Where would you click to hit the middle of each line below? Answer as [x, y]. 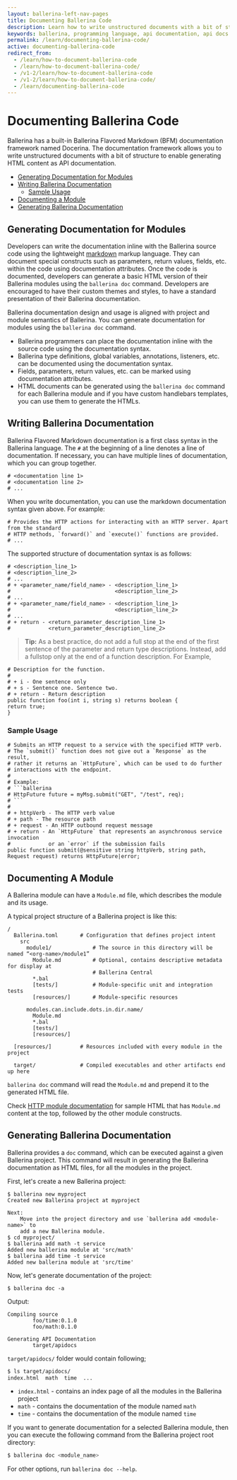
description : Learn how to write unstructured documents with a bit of [115, 27]
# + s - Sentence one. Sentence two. [63, 688]
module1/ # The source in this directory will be [119, 948]
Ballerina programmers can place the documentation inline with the [115, 341]
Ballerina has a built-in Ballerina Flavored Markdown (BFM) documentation [115, 141]
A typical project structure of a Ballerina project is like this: [92, 916]
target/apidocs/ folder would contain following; [77, 1358]
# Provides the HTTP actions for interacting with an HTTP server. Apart [118, 522]
